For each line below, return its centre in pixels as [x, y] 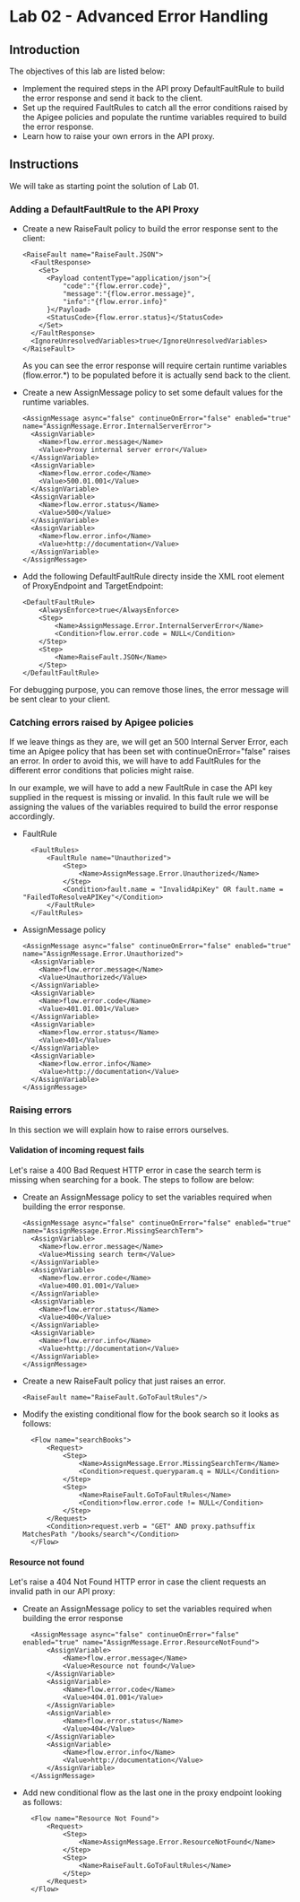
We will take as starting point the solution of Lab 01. [104, 186]
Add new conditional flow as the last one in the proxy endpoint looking [152, 1793]
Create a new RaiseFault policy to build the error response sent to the [150, 229]
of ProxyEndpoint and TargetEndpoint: [93, 586]
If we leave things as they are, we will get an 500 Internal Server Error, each [149, 742]
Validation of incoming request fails [77, 1150]
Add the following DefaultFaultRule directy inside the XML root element [153, 577]
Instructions [44, 165]
